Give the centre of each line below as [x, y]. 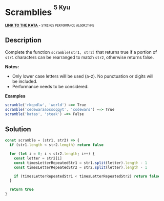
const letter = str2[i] [38, 158]
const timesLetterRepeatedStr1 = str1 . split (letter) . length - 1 [81, 163]
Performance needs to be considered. [50, 86]
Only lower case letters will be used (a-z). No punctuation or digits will [83, 76]
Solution [18, 129]
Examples [15, 96]
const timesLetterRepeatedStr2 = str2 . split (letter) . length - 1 [81, 167]
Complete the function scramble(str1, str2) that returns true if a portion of [81, 52]
